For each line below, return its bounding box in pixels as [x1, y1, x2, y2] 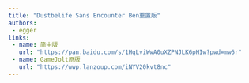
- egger [11, 26, 37, 34]
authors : [8, 19, 37, 27]
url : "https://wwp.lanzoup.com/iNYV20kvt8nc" [18, 63, 172, 71]
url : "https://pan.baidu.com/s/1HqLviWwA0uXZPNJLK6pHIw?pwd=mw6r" [18, 48, 243, 56]
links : [8, 33, 30, 42]
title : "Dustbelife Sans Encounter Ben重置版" [8, 11, 160, 20]
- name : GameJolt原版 [11, 56, 81, 64]
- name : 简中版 [11, 41, 58, 49]
